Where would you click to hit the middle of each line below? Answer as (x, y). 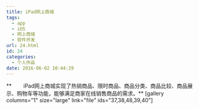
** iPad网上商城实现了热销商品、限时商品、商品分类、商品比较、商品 (97, 86)
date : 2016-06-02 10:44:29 (40, 68)
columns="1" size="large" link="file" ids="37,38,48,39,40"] (80, 100)
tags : (13, 18)
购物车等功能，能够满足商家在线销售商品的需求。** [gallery (90, 94)
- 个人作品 (24, 62)
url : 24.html (23, 46)
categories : (21, 57)
